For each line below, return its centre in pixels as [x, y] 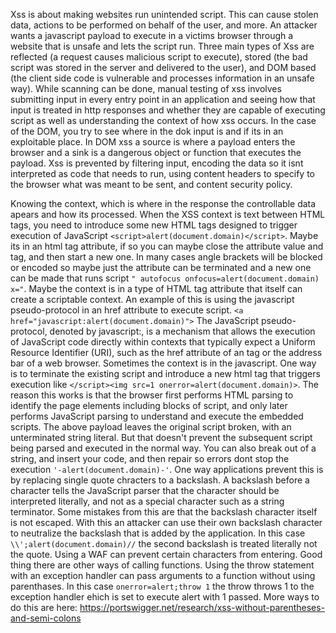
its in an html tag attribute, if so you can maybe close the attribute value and [167, 246]
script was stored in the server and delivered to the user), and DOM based [163, 67]
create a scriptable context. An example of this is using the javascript [152, 299]
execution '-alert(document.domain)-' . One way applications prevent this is [167, 469]
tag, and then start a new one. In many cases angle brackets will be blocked [166, 257]
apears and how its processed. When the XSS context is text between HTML [168, 214]
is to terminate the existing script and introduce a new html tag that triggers [165, 373]
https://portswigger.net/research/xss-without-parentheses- [202, 607]
